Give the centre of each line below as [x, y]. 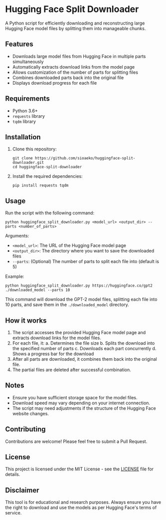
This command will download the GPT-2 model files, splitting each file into [81, 300]
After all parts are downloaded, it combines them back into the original [84, 359]
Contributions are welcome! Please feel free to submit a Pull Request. [76, 441]
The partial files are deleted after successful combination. [72, 370]
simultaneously [28, 62]
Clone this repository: [34, 149]
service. [13, 513]
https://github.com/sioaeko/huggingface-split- [85, 158]
